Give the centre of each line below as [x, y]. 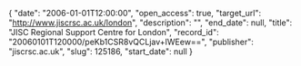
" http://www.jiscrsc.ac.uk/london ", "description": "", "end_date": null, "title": [150, 23]
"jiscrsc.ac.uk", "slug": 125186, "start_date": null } [100, 52]
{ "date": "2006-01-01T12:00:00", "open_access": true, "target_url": [135, 13]
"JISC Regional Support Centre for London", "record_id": [114, 32]
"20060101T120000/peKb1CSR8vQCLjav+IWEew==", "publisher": [131, 42]
